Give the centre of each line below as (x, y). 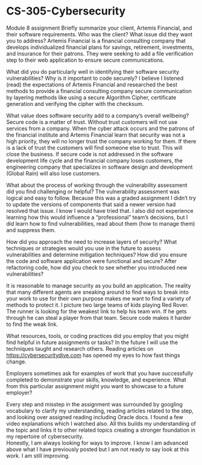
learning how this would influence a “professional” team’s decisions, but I (97, 217)
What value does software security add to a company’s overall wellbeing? (97, 115)
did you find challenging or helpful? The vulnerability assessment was (93, 191)
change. (17, 362)
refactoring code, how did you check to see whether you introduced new (97, 267)
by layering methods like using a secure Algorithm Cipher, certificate (91, 97)
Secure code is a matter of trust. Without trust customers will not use (92, 122)
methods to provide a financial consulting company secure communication (99, 91)
